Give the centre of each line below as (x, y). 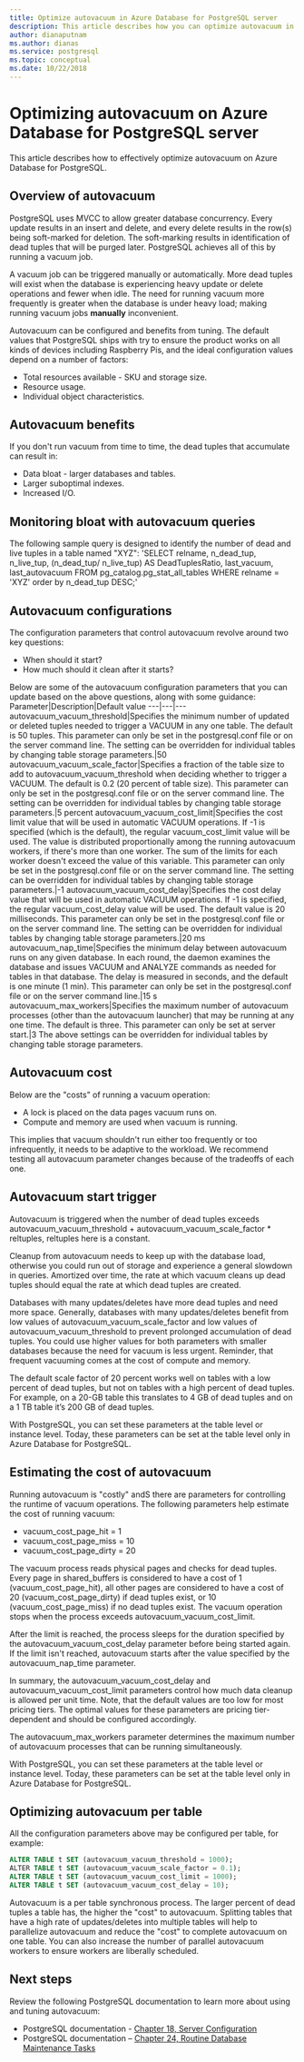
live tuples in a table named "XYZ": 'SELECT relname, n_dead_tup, (133, 553)
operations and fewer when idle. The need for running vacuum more (137, 293)
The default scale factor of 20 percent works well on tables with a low (140, 1378)
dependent (30, 1719)
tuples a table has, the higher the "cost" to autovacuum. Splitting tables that (151, 1912)
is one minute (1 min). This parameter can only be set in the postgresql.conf (151, 986)
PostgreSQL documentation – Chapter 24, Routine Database (135, 2038)
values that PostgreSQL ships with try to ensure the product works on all (145, 340)
